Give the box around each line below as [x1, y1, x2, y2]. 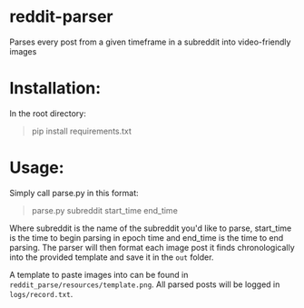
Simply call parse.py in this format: [9, 187, 139, 198]
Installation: [9, 78, 102, 99]
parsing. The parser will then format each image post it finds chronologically [9, 242, 295, 253]
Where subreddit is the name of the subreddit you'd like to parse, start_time [9, 223, 292, 233]
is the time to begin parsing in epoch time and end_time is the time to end [9, 232, 284, 243]
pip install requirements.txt [31, 125, 132, 136]
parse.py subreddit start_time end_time [31, 204, 179, 215]
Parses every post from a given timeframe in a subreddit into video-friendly [9, 36, 291, 47]
